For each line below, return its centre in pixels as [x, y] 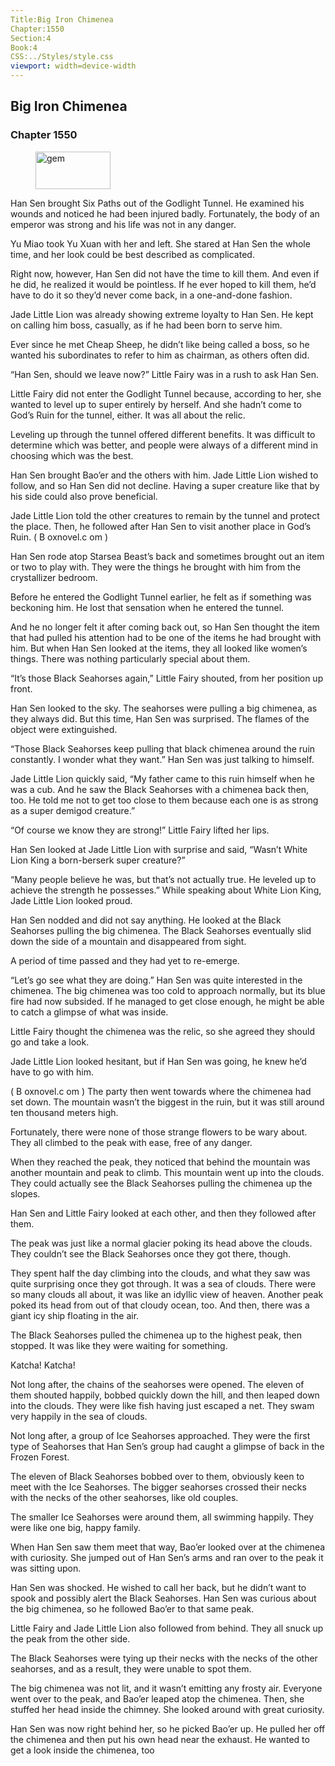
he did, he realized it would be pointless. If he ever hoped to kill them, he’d [163, 284]
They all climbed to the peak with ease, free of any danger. [131, 1142]
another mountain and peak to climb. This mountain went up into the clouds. [167, 1172]
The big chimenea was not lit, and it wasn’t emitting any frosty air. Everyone [166, 1688]
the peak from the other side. [70, 1638]
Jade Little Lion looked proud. [71, 900]
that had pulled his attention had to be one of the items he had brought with [166, 637]
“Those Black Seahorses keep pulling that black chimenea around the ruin [163, 748]
